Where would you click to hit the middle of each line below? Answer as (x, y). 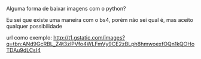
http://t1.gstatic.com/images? (89, 37)
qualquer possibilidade (34, 26)
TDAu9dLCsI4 (23, 50)
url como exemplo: (29, 37)
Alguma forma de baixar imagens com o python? (66, 9)
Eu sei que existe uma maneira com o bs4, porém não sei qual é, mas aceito (100, 20)
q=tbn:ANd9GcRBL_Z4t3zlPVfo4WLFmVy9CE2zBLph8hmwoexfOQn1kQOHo (100, 44)
